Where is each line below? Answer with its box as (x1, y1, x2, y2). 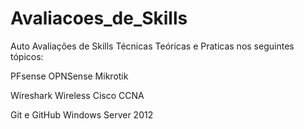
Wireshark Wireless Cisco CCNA (10, 89, 145, 101)
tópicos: (10, 50, 44, 62)
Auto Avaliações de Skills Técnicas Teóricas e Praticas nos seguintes (10, 40, 295, 52)
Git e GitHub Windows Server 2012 (10, 108, 154, 121)
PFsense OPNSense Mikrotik (10, 70, 129, 82)
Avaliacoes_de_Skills (10, 7, 188, 30)
